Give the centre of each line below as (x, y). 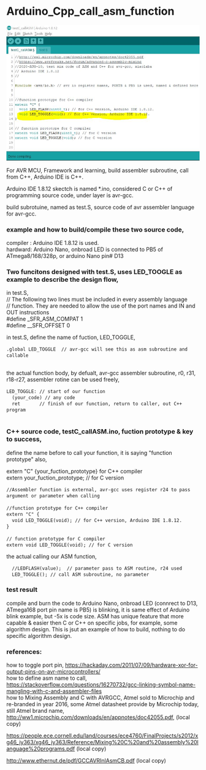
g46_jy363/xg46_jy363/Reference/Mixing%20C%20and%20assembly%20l (102, 742)
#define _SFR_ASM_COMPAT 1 (45, 319)
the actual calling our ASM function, (51, 556)
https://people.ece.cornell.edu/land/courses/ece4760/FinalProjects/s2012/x (102, 736)
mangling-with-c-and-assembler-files (54, 691)
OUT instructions (28, 313)
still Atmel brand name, (35, 711)
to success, (24, 439)
